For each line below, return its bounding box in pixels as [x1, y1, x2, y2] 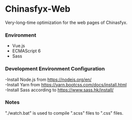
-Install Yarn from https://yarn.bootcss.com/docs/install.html [5, 81, 127, 87]
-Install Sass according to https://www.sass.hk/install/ [5, 87, 114, 93]
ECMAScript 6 [12, 48, 41, 54]
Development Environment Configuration [5, 65, 105, 72]
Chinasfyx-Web [5, 3, 71, 15]
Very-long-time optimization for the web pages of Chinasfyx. [5, 20, 128, 25]
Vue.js [12, 43, 25, 49]
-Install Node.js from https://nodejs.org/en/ [5, 77, 92, 82]
